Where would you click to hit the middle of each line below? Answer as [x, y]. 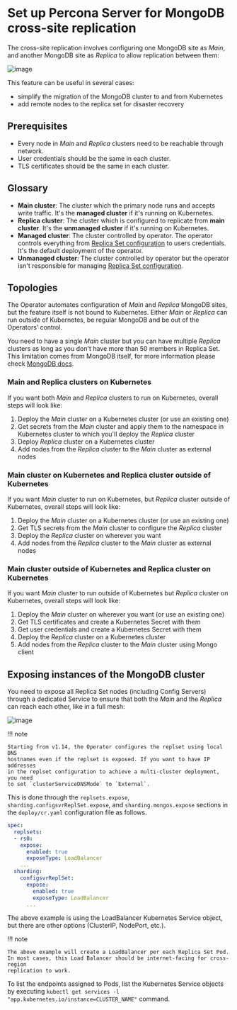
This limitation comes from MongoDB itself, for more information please [111, 357]
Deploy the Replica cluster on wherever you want [89, 535]
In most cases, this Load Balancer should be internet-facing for [107, 958]
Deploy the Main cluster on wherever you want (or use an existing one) [121, 615]
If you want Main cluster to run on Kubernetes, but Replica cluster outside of [119, 499]
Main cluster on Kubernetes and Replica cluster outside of [109, 475]
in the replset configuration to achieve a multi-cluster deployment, [114, 772]
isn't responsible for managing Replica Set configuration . [100, 265]
